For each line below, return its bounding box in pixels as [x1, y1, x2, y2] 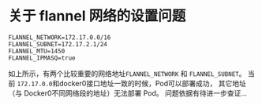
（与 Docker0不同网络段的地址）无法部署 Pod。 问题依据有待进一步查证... [8, 88, 247, 98]
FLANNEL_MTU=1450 [8, 47, 65, 55]
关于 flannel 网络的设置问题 [8, 7, 186, 25]
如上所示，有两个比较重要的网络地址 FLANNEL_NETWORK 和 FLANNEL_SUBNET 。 [8, 68, 246, 78]
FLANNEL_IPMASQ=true [8, 54, 77, 62]
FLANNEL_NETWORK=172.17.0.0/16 [8, 33, 111, 42]
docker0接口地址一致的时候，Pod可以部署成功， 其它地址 [58, 78, 246, 88]
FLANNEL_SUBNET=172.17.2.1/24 [8, 40, 108, 48]
